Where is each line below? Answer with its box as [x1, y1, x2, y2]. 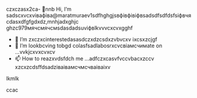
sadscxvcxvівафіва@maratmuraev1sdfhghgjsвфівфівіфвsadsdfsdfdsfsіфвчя [6, 12, 192, 19]
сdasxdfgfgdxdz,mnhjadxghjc [6, 18, 79, 25]
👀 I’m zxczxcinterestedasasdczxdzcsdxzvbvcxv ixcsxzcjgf [14, 36, 157, 43]
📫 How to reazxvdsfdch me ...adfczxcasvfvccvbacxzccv [14, 55, 154, 62]
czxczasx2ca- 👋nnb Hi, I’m [6, 6, 72, 12]
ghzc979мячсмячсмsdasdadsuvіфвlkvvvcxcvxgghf [6, 24, 133, 31]
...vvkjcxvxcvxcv [14, 48, 55, 55]
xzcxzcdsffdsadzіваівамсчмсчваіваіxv [14, 64, 111, 70]
